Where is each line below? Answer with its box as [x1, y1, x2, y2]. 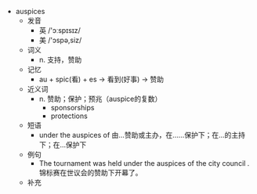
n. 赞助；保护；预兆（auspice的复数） [38, 94, 162, 103]
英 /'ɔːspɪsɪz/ [38, 26, 81, 34]
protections [50, 111, 88, 120]
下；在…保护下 [38, 140, 87, 149]
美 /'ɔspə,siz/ [38, 35, 82, 45]
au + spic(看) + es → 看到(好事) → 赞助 [38, 74, 165, 84]
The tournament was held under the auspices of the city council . [38, 159, 250, 167]
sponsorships [50, 103, 95, 112]
